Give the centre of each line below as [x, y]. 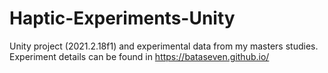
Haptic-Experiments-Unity [122, 18]
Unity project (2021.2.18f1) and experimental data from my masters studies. [164, 46]
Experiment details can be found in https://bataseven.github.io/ [139, 56]
